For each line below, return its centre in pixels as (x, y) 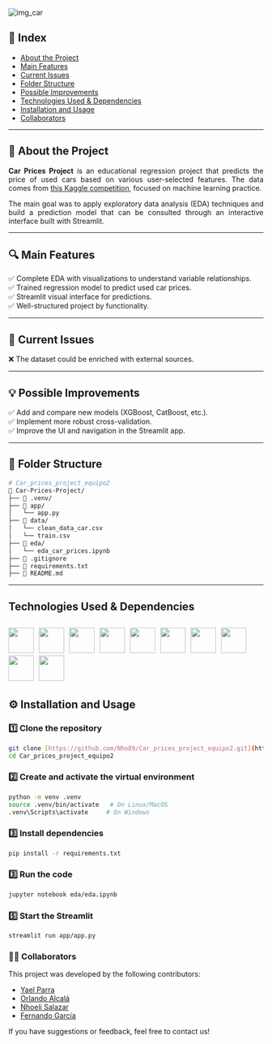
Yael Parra (37, 990)
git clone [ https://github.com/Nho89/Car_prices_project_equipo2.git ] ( (132, 748)
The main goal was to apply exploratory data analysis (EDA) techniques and (136, 204)
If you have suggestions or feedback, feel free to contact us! (109, 1032)
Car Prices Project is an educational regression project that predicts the (136, 170)
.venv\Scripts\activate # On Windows (79, 812)
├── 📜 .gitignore (38, 559)
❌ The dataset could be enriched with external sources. (101, 359)
